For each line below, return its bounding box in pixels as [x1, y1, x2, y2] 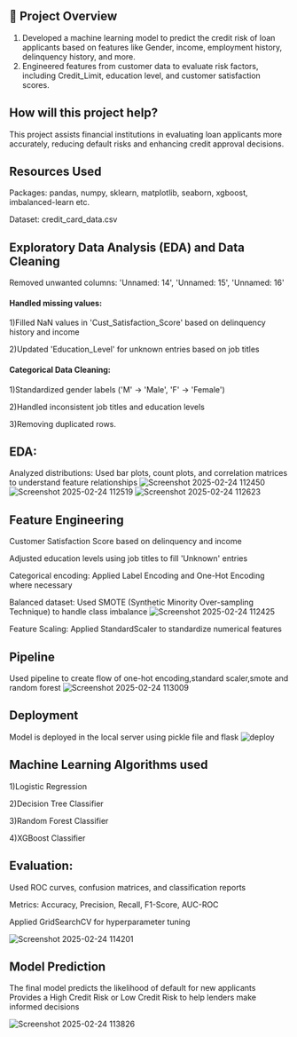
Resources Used [9, 164, 102, 179]
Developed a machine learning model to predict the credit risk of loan [21, 32, 276, 43]
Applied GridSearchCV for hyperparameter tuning [9, 916, 191, 927]
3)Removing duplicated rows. [9, 418, 117, 429]
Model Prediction [9, 959, 106, 974]
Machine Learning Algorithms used [9, 757, 208, 772]
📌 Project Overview [9, 9, 118, 24]
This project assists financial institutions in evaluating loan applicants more [9, 129, 282, 139]
